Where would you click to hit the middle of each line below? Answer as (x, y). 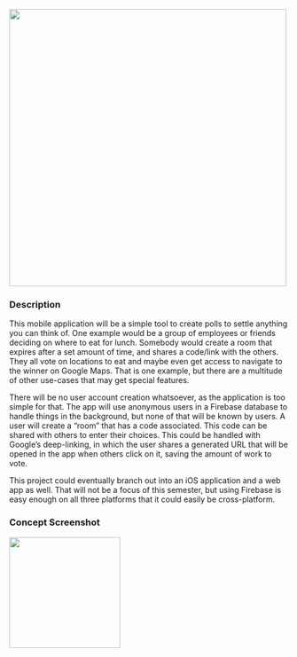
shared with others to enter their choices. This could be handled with (135, 435)
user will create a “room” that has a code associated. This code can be (138, 426)
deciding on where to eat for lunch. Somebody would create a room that (141, 343)
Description (35, 304)
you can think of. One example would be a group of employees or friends (143, 333)
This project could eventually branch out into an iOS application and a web (145, 481)
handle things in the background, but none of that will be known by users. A (147, 417)
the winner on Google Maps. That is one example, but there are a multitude (146, 371)
